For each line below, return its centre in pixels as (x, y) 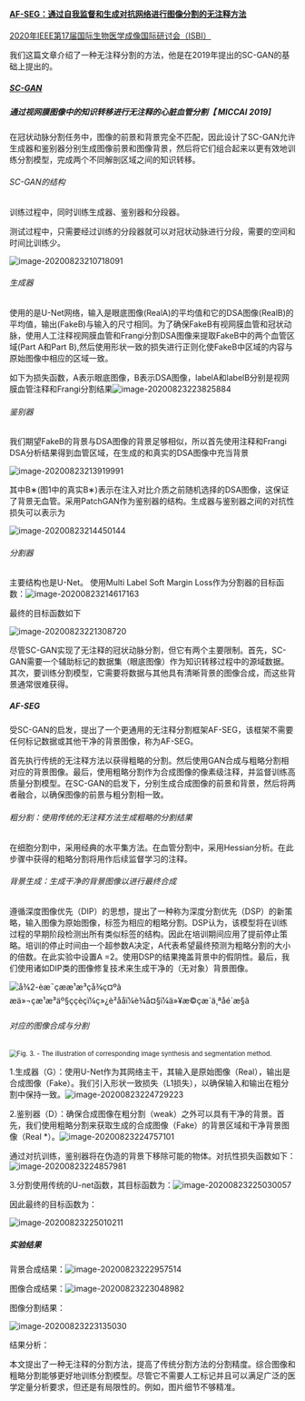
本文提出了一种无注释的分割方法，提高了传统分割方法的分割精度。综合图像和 (152, 1364)
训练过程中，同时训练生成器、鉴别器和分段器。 (97, 212)
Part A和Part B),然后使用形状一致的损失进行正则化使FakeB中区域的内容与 (157, 347)
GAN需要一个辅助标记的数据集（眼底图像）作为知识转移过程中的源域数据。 (149, 662)
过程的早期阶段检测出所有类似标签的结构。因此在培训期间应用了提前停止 (144, 934)
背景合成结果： (37, 1269)
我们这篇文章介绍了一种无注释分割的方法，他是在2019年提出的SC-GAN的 (146, 56)
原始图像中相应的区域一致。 (61, 358)
